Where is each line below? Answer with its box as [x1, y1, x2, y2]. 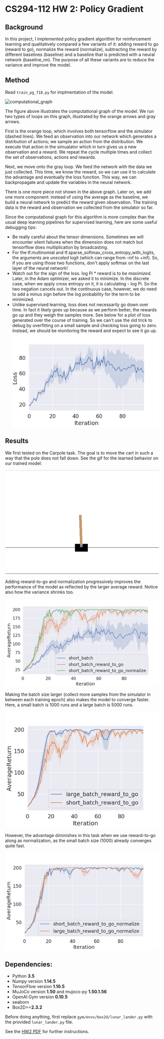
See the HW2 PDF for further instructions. [5, 1029, 89, 1035]
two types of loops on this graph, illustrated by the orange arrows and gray [5, 113, 156, 119]
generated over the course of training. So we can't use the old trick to [12, 317, 153, 323]
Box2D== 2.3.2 [12, 1004, 42, 1011]
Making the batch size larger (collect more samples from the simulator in [5, 691, 151, 697]
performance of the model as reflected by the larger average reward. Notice [5, 583, 158, 589]
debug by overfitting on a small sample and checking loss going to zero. [12, 322, 158, 328]
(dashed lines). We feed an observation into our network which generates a [5, 133, 157, 139]
